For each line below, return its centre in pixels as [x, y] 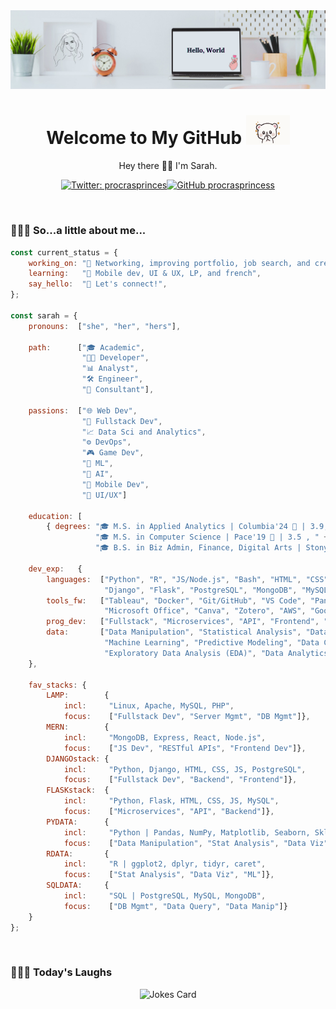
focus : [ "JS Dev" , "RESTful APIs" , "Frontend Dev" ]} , [185, 748]
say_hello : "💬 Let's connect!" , [98, 284]
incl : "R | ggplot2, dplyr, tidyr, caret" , [165, 864]
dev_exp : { [55, 569]
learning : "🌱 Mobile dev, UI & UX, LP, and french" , [145, 274]
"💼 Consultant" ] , [118, 390]
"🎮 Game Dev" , [113, 453]
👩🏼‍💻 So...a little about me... [78, 231]
